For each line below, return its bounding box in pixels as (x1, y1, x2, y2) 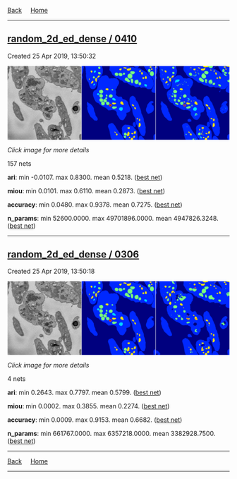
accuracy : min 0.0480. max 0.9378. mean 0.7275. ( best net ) (7, 200, 183, 209)
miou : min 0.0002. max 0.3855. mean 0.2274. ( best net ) (7, 402, 170, 411)
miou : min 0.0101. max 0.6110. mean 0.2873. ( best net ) (7, 186, 166, 195)
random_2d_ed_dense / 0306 (7, 248, 140, 260)
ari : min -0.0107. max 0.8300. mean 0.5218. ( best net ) (7, 173, 163, 181)
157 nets (7, 159, 32, 168)
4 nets (7, 375, 26, 383)
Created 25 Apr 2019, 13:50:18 (7, 267, 95, 276)
